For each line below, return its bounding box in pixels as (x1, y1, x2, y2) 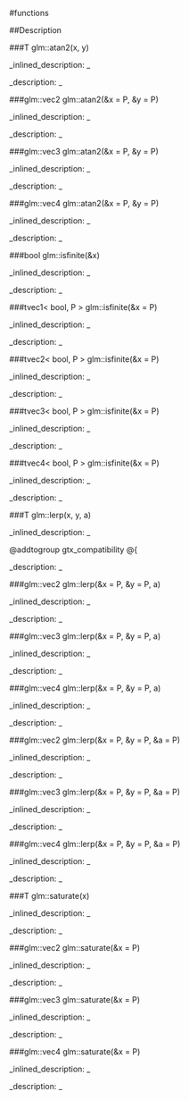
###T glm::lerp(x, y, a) (9, 509, 92, 520)
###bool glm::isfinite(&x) (9, 250, 101, 260)
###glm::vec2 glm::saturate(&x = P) (9, 943, 141, 953)
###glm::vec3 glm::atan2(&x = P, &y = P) (9, 147, 159, 156)
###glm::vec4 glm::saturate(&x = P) (9, 1046, 141, 1057)
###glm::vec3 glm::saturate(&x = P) (9, 995, 141, 1004)
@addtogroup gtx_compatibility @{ (9, 544, 138, 555)
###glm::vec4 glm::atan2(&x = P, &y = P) (9, 198, 159, 208)
